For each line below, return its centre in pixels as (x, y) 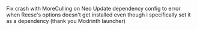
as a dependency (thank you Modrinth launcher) (66, 21)
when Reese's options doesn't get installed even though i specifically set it (98, 15)
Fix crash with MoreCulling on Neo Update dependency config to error (94, 9)
